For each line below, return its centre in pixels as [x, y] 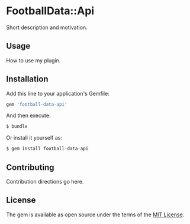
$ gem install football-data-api [47, 149]
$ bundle [17, 127]
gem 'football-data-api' [37, 104]
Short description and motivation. [47, 27]
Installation [27, 79]
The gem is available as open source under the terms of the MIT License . [95, 214]
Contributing [30, 167]
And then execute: [28, 116]
